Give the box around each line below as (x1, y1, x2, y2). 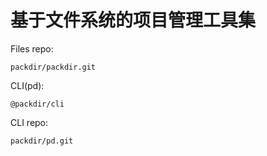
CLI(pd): (10, 79, 45, 91)
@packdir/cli (10, 99, 65, 109)
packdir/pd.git (10, 136, 74, 146)
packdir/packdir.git (10, 62, 97, 72)
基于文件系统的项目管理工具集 (10, 9, 257, 32)
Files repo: (10, 42, 54, 55)
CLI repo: (10, 116, 49, 128)
